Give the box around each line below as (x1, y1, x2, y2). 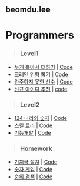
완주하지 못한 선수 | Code (14, 78, 73, 85)
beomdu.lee (5, 5, 51, 15)
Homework (19, 144, 52, 152)
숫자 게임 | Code (14, 166, 53, 173)
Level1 (19, 49, 39, 58)
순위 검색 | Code (14, 173, 53, 180)
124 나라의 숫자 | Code (14, 115, 68, 122)
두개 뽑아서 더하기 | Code (14, 63, 73, 70)
